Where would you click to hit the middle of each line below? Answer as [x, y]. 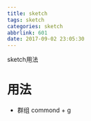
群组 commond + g [44, 110]
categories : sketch [35, 26]
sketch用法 [23, 60]
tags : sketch [26, 20]
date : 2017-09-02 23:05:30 [46, 39]
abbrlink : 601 [28, 33]
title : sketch [28, 13]
